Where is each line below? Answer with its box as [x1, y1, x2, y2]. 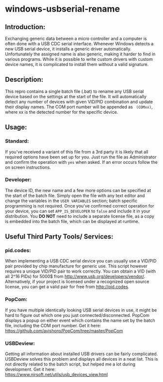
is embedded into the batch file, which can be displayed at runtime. [5, 218, 140, 224]
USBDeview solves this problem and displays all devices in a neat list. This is [5, 356, 158, 362]
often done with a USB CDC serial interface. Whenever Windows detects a [5, 41, 154, 47]
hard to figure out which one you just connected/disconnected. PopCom [5, 312, 149, 318]
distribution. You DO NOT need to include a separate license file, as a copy [5, 213, 154, 219]
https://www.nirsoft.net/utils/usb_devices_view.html [5, 372, 108, 378]
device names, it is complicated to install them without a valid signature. [5, 62, 149, 67]
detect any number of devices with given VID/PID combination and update [5, 99, 153, 104]
